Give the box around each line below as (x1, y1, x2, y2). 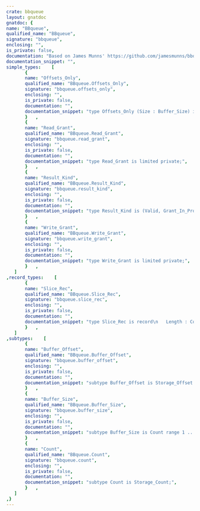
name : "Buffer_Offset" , (24, 347, 84, 353)
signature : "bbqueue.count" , (24, 457, 97, 463)
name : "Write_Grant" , (24, 225, 79, 230)
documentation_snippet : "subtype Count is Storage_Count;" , (24, 479, 177, 485)
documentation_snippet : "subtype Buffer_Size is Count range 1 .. (24, 429, 193, 435)
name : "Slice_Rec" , (24, 285, 73, 292)
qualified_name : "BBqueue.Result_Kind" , (24, 180, 127, 186)
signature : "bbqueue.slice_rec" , (24, 297, 108, 303)
